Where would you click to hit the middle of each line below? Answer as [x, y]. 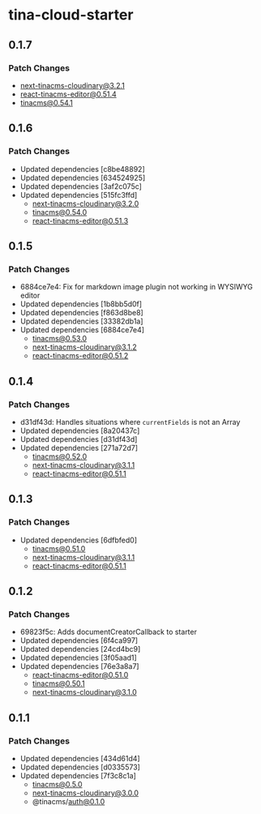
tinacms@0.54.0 [60, 212]
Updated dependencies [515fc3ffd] [79, 195]
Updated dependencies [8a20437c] [80, 431]
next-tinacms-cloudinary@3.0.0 [86, 793]
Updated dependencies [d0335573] [80, 767]
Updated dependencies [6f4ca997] [79, 640]
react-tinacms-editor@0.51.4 [68, 94]
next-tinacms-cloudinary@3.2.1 [73, 85]
